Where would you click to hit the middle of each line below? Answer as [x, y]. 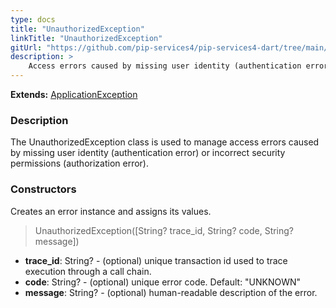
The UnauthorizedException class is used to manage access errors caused [165, 142]
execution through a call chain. [88, 271]
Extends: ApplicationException [74, 94]
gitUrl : [26, 47]
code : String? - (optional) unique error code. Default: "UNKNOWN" [163, 282]
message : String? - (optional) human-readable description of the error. [171, 292]
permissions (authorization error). [79, 163]
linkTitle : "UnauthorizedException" [86, 38]
